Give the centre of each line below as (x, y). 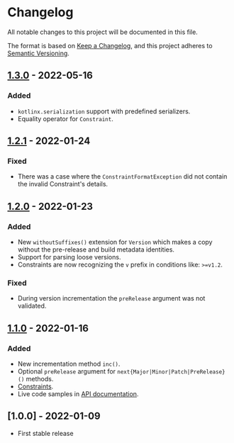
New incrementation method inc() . (69, 364)
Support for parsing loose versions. (69, 257)
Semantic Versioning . (38, 53)
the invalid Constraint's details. (63, 184)
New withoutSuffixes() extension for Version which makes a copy (115, 242)
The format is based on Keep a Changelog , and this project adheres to (110, 45)
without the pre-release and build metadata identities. (96, 249)
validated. (32, 306)
